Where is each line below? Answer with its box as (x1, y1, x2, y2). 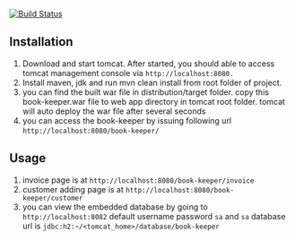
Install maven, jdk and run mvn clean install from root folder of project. (22, 77, 282, 88)
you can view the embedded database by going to (22, 201, 208, 212)
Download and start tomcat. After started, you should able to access (22, 58, 275, 69)
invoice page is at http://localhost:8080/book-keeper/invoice (22, 175, 255, 185)
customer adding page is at (22, 184, 124, 194)
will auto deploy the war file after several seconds (22, 106, 206, 116)
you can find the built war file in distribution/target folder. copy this (22, 86, 269, 98)
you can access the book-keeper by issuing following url (22, 115, 232, 125)
